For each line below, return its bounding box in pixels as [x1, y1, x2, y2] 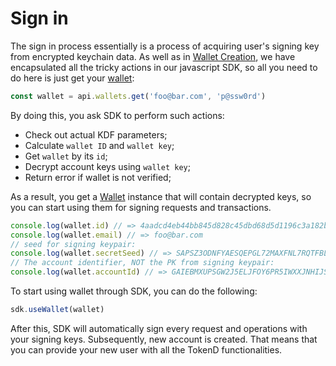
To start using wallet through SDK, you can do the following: [10, 285, 258, 297]
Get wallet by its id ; [24, 150, 108, 162]
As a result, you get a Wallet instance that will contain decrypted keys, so [10, 190, 312, 202]
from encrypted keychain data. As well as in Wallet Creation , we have [10, 50, 296, 62]
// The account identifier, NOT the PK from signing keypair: [10, 258, 275, 268]
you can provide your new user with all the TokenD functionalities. [10, 343, 283, 356]
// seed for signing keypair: [10, 239, 137, 249]
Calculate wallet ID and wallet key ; [24, 139, 175, 151]
